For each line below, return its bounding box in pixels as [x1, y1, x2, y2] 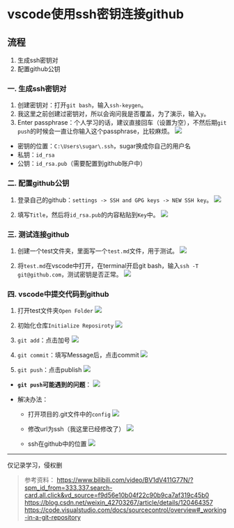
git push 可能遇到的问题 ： [17, 380, 92, 389]
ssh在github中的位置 [27, 440, 87, 448]
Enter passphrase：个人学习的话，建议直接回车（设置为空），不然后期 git [17, 118, 227, 127]
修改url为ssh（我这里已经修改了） [27, 425, 125, 433]
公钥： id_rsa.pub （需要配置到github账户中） [17, 160, 147, 168]
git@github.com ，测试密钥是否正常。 [17, 270, 123, 279]
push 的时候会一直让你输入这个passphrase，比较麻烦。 [17, 127, 174, 136]
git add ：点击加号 [17, 336, 70, 345]
